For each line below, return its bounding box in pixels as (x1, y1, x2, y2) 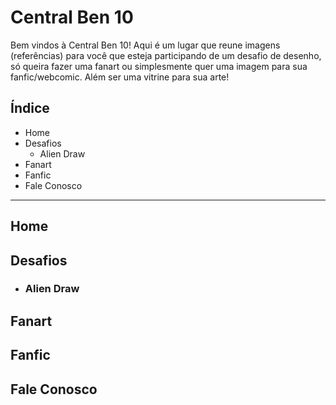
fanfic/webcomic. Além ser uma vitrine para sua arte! (10, 71, 230, 83)
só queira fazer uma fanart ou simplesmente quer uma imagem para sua (10, 60, 308, 72)
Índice (10, 100, 50, 117)
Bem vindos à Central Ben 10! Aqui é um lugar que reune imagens (10, 39, 281, 51)
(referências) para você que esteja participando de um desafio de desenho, (10, 49, 322, 61)
